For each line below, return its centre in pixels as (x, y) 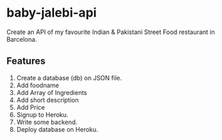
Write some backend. (47, 122)
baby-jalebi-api (52, 13)
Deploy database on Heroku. (57, 129)
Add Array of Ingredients (52, 92)
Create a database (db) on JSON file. (69, 78)
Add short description (47, 100)
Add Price (31, 107)
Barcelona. (22, 39)
